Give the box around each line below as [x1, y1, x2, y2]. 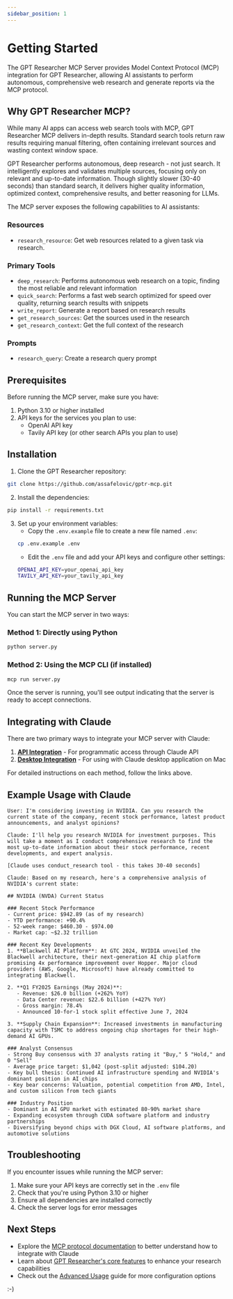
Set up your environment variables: [17, 519, 118, 528]
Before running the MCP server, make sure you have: [7, 393, 159, 401]
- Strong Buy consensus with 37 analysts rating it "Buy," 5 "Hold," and [7, 1051, 226, 1058]
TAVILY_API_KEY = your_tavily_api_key [17, 572, 124, 580]
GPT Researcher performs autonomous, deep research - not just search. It [7, 159, 220, 168]
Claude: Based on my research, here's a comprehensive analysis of [7, 874, 207, 881]
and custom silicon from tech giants [7, 1087, 117, 1095]
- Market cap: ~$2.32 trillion [7, 929, 98, 936]
